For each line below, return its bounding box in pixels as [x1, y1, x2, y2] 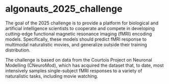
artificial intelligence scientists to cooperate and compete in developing [5, 25, 155, 31]
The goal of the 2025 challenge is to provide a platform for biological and [5, 20, 159, 26]
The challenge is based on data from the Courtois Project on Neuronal [5, 57, 152, 63]
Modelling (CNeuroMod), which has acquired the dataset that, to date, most [5, 62, 164, 68]
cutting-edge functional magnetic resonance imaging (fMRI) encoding [5, 31, 152, 37]
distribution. [5, 47, 31, 53]
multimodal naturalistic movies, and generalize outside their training [5, 41, 148, 47]
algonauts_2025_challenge [5, 3, 123, 15]
